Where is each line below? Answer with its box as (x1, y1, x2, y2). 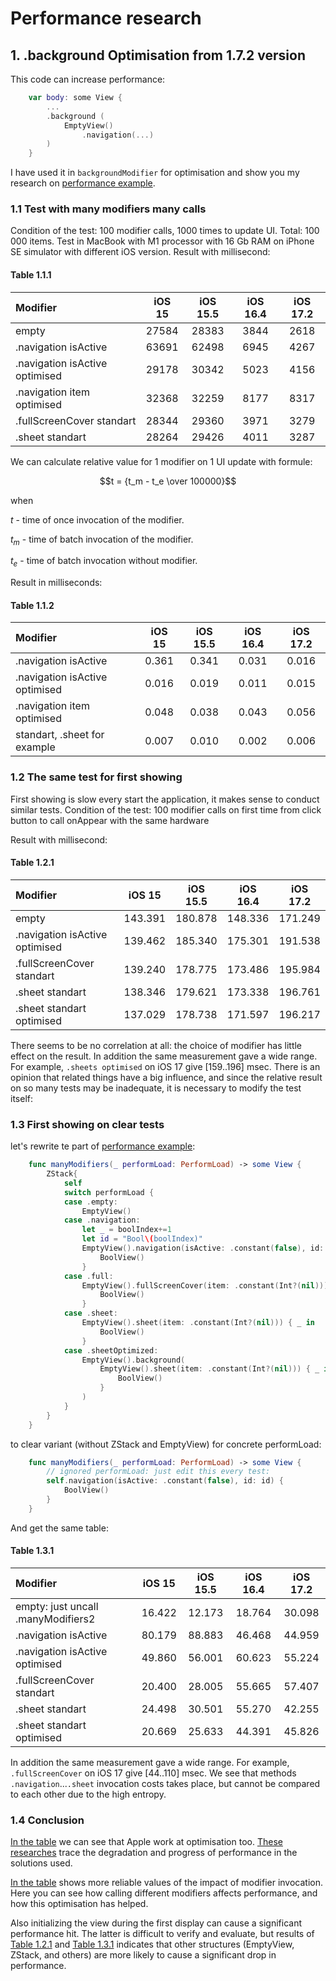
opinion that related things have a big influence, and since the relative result (10, 1071, 323, 1083)
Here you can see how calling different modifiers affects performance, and (10, 1887, 318, 1899)
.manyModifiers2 (15, 1612, 96, 1626)
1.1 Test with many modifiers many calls (10, 202, 207, 216)
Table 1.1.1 (10, 269, 52, 281)
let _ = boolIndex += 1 (81, 1225, 172, 1235)
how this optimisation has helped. (10, 1898, 149, 1910)
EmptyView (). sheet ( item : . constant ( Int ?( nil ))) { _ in (81, 1318, 315, 1328)
